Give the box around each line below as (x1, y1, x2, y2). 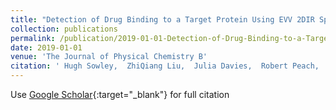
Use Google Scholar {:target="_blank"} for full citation (10, 89, 230, 100)
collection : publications (10, 24, 118, 34)
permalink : (10, 33, 56, 43)
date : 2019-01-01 (10, 42, 83, 53)
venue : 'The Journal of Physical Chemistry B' (10, 52, 208, 62)
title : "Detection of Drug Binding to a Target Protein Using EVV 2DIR (10, 14, 315, 25)
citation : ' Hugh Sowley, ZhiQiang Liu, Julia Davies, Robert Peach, (10, 61, 320, 71)
